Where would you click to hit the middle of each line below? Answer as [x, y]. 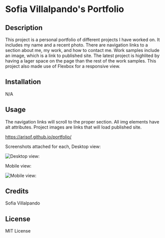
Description [24, 28]
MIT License [18, 231]
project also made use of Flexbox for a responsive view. [63, 66]
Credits [17, 191]
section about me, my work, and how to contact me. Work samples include [82, 50]
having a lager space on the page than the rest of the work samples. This [81, 61]
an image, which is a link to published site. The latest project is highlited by [82, 55]
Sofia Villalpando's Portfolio [65, 9]
